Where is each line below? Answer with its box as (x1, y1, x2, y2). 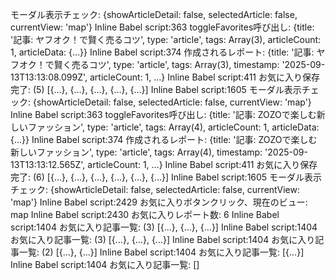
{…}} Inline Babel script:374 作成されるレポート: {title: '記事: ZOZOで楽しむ (10, 134, 318, 145)
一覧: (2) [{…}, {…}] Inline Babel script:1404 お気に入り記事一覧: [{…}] (18, 246, 305, 258)
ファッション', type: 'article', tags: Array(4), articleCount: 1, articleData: (27, 121, 320, 133)
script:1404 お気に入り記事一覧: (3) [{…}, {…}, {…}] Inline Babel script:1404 (10, 221, 318, 233)
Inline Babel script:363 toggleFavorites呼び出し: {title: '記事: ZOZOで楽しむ (10, 109, 317, 120)
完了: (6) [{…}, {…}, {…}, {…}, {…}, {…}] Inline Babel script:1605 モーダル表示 (10, 171, 323, 183)
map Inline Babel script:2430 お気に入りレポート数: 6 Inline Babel (10, 209, 280, 220)
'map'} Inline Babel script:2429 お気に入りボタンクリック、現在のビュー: (10, 196, 308, 208)
